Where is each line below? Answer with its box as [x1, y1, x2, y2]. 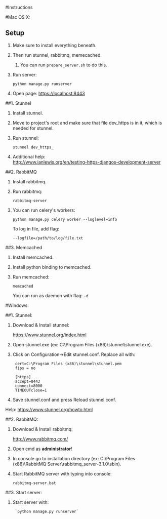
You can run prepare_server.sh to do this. [20, 62, 107, 68]
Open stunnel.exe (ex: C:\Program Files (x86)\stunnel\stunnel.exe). [12, 341, 152, 347]
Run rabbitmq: [12, 188, 43, 194]
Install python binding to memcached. [12, 264, 92, 270]
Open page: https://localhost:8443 [12, 90, 85, 96]
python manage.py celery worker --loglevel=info [12, 217, 117, 222]
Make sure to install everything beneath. [12, 42, 97, 48]
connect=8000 [15, 383, 43, 388]
